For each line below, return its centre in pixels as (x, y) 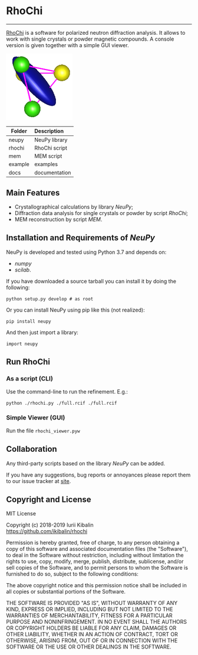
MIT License (21, 514)
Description (49, 131)
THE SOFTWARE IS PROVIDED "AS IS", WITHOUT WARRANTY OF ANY (92, 603)
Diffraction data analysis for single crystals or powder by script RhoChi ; (101, 213)
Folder (19, 131)
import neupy (22, 344)
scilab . (23, 270)
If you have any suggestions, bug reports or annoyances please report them (98, 475)
